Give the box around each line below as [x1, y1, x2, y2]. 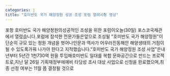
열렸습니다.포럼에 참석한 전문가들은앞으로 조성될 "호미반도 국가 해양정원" [14, 33, 159, 39]
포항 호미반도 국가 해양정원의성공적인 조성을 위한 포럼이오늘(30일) [5, 27, 136, 33]
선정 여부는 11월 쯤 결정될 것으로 [10, 65, 74, 71]
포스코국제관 [137, 27, 163, 33]
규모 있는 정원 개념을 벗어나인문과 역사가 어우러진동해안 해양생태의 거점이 [18, 39, 164, 46]
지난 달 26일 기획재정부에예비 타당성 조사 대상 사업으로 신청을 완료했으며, [14, 59, 160, 65]
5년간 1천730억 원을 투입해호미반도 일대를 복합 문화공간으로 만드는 [18, 52, 151, 59]
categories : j [5, 7, 36, 13]
